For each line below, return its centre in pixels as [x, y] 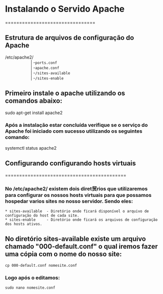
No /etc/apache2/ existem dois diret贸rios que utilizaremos [76, 189]
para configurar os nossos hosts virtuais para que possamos [78, 195]
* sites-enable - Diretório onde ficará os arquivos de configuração [81, 220]
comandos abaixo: [34, 101]
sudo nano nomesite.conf [30, 288]
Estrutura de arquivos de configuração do [70, 38]
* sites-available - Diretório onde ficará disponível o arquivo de [77, 211]
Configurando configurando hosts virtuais [71, 164]
